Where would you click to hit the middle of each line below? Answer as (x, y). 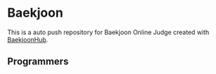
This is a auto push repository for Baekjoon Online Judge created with (108, 32)
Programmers (38, 62)
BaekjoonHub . (28, 39)
